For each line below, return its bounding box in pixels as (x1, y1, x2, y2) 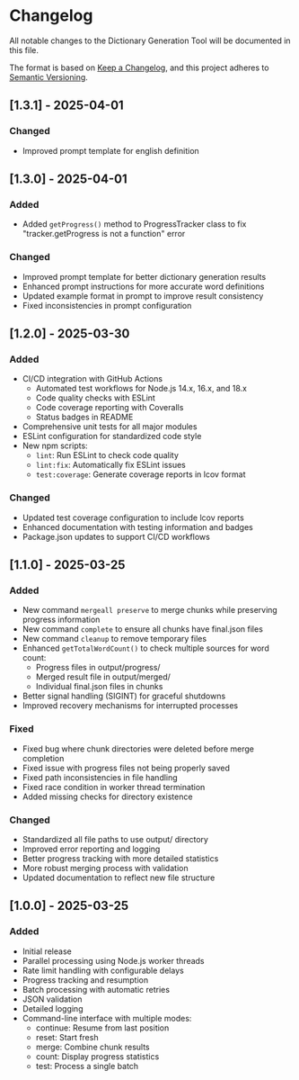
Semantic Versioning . (9, 71, 88, 82)
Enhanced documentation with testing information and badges (22, 521, 253, 532)
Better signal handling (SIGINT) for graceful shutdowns (22, 690, 226, 702)
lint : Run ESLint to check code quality (35, 450, 180, 461)
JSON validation (22, 994, 83, 1004)
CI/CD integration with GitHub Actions (22, 373, 163, 384)
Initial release (22, 946, 72, 957)
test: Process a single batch (35, 1060, 139, 1071)
